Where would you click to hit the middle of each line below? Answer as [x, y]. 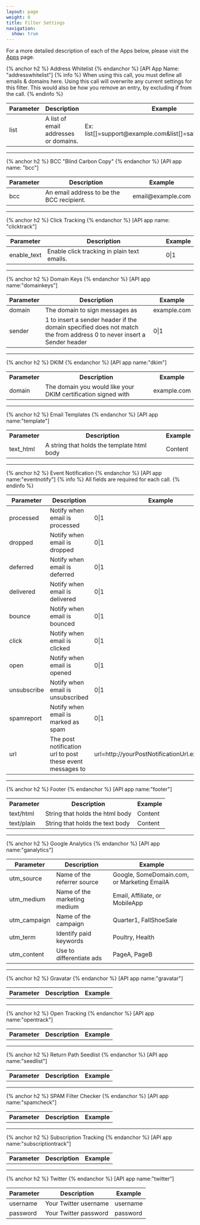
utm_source [26, 878]
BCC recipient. [65, 200]
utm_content [27, 954]
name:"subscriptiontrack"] [39, 1144]
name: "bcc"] [23, 168]
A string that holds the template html [96, 446]
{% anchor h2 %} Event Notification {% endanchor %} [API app [84, 473]
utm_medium [27, 899]
